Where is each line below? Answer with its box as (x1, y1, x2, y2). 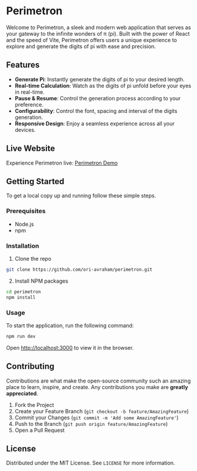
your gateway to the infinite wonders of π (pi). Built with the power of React (6, 30, 190, 37)
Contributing (6, 361, 55, 372)
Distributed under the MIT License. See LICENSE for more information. (6, 459, 175, 467)
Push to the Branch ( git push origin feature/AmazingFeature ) (14, 420, 168, 427)
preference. (14, 101, 44, 108)
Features (6, 60, 40, 70)
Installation (6, 242, 40, 250)
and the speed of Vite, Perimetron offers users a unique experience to (6, 36, 177, 43)
